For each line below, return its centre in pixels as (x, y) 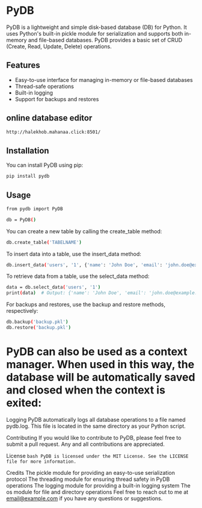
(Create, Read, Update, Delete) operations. (59, 46)
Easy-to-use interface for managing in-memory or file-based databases (104, 80)
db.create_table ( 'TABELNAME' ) (44, 242)
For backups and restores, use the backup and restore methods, (86, 304)
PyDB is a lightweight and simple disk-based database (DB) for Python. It (97, 27)
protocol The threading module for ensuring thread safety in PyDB (88, 479)
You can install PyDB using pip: (45, 165)
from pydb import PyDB (35, 209)
